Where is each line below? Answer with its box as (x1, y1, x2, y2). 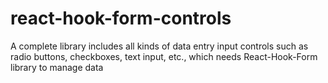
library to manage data (10, 61, 104, 73)
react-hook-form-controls (10, 7, 232, 30)
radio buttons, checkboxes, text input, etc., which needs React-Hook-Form (10, 50, 318, 62)
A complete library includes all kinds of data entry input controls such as (10, 40, 309, 52)
